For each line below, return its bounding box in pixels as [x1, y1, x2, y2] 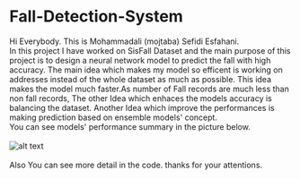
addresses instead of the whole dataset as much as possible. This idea [9, 73, 272, 84]
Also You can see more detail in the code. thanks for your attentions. [9, 159, 263, 170]
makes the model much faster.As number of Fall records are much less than [9, 83, 289, 94]
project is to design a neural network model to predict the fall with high [9, 55, 271, 65]
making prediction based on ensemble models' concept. [9, 112, 218, 123]
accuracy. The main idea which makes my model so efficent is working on [9, 64, 283, 75]
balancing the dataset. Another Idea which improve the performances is [9, 102, 276, 113]
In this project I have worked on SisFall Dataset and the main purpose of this [9, 45, 291, 55]
